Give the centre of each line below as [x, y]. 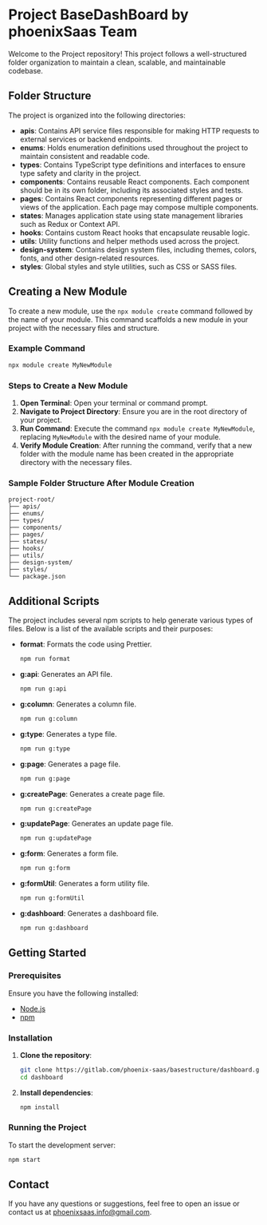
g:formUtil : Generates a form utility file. [84, 884]
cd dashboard [41, 1077]
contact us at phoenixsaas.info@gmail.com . [80, 1212]
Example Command [47, 348]
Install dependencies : [56, 1092]
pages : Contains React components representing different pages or [131, 198]
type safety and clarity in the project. [80, 173]
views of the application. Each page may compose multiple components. [139, 207]
